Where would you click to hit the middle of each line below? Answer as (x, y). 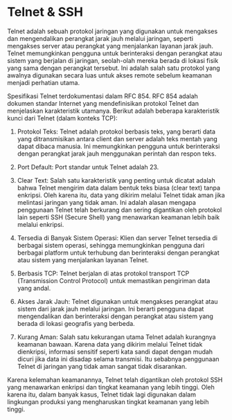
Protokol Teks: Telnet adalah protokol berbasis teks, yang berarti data (116, 131)
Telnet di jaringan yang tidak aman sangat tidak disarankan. (102, 366)
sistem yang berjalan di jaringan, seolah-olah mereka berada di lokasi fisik (113, 60)
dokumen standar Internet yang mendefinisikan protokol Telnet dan (103, 103)
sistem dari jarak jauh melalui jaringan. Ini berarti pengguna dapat (110, 309)
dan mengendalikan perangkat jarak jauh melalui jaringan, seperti (100, 38)
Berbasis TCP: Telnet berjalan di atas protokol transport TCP (103, 273)
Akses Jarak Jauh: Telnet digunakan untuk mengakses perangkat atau (117, 301)
